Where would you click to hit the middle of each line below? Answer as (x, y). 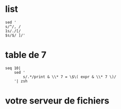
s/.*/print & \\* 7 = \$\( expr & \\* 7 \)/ (70, 77)
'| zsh (21, 81)
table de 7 (26, 55)
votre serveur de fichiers (57, 101)
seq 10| (13, 68)
